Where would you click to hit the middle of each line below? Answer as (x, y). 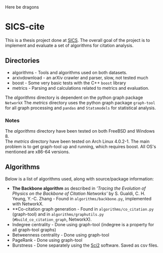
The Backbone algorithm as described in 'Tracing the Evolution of (79, 188)
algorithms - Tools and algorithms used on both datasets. (70, 72)
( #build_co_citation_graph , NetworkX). (52, 219)
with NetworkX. (28, 204)
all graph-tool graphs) (34, 230)
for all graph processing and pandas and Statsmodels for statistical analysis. (81, 108)
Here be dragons (22, 7)
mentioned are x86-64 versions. (37, 152)
